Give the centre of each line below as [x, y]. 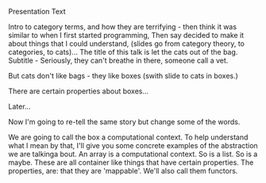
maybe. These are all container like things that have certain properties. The [131, 162]
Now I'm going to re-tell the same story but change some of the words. [124, 122]
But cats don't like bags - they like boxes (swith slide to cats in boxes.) [123, 76]
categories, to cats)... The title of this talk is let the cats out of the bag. [123, 52]
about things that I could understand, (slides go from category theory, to [126, 44]
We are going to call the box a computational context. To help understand [128, 137]
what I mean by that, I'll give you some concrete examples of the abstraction [133, 145]
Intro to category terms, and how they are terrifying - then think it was [122, 27]
